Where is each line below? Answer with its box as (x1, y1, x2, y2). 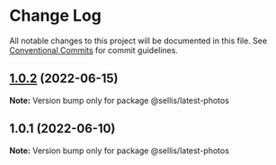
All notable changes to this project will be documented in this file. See (9, 35, 268, 46)
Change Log (9, 5, 102, 26)
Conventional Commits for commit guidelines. (9, 44, 178, 55)
